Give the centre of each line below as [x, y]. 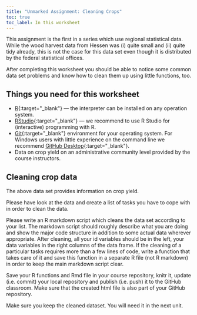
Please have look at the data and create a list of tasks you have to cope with [98, 203]
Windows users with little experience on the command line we [90, 140]
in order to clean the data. [37, 209]
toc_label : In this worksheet [43, 22]
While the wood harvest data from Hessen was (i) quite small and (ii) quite [96, 45]
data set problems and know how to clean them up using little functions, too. [99, 76]
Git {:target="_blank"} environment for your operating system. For [94, 134]
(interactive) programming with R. [55, 127]
